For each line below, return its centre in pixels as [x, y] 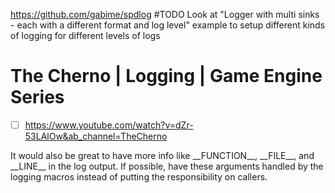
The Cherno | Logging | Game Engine [166, 76]
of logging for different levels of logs [85, 35]
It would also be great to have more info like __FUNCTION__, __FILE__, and [162, 155]
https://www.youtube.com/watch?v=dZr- [109, 125]
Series [37, 97]
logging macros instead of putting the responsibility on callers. [139, 177]
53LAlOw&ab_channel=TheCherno [96, 136]
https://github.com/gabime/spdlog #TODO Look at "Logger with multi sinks [165, 14]
